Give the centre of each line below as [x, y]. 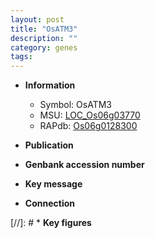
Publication [49, 145]
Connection [49, 203]
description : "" [44, 38]
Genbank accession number [84, 165]
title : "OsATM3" [44, 29]
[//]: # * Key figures [51, 223]
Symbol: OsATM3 [75, 105]
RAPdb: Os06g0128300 [88, 126]
